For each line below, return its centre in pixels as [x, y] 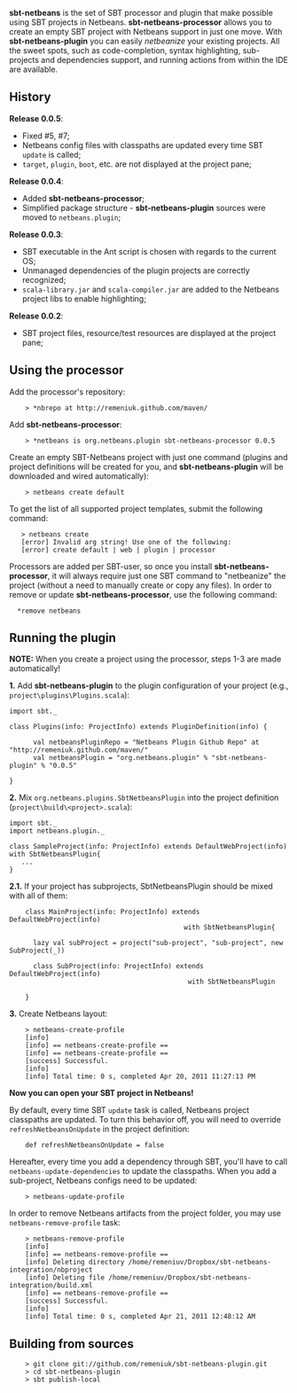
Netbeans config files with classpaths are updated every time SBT [143, 145]
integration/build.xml [51, 1286]
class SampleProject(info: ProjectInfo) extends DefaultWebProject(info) [148, 847]
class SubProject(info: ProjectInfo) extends [118, 966]
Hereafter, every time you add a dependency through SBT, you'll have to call [148, 1162]
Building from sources [72, 1344]
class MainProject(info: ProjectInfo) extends [113, 912]
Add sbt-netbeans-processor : [66, 424]
